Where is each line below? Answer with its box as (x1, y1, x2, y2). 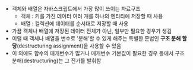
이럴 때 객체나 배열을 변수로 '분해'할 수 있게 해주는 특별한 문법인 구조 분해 (11, 35, 181, 42)
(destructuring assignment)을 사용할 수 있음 (17, 42, 122, 49)
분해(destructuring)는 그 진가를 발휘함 (11, 57, 102, 64)
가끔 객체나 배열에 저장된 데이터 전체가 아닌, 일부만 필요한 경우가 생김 (11, 27, 172, 34)
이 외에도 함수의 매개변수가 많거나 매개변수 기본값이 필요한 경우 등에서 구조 (11, 50, 185, 56)
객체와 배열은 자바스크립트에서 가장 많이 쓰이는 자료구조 (11, 5, 141, 12)
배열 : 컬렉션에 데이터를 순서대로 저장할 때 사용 (20, 20, 129, 27)
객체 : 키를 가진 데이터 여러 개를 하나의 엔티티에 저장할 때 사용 (20, 12, 163, 20)
